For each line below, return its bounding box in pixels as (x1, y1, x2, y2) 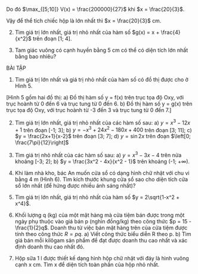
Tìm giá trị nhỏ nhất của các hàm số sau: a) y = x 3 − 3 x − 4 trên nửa (14, 151, 182, 158)
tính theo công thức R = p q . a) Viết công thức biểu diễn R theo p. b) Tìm (14, 230, 192, 238)
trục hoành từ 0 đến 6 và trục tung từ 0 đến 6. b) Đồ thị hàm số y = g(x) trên (6, 100, 193, 107)
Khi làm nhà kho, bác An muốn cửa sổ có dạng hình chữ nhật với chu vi (14, 169, 190, 176)
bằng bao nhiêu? (14, 53, 57, 60)
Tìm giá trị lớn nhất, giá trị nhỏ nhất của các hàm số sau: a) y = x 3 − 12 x (14, 118, 191, 126)
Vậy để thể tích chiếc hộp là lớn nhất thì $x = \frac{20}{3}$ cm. (6, 17, 162, 24)
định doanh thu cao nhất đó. (14, 243, 85, 250)
